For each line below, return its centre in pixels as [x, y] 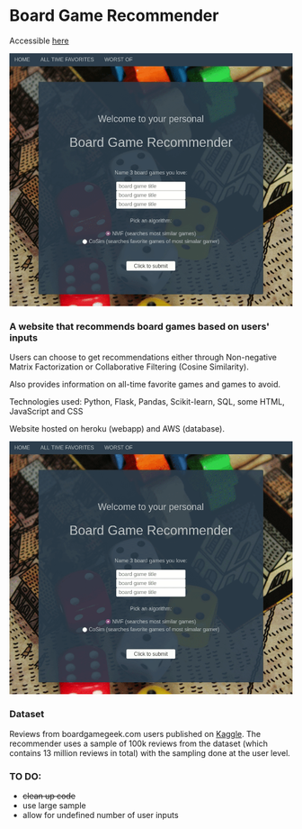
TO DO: [26, 776]
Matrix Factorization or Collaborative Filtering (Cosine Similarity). [129, 367]
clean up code [49, 796]
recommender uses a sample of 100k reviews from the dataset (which [138, 743]
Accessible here [39, 41]
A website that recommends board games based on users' [139, 326]
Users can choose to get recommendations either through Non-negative [143, 357]
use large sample [54, 806]
